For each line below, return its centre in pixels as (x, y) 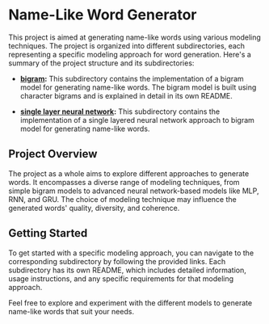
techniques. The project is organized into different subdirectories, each (126, 45)
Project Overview (53, 154)
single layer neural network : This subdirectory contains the (120, 112)
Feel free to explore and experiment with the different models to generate (130, 303)
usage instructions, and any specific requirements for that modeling (121, 278)
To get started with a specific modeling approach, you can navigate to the (131, 253)
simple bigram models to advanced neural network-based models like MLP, (134, 191)
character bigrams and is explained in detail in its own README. (126, 95)
